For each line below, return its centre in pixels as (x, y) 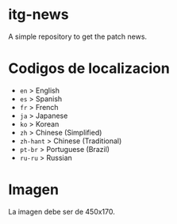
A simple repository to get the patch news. (78, 36)
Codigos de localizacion (89, 68)
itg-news (38, 15)
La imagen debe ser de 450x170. (62, 211)
